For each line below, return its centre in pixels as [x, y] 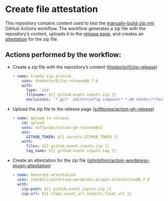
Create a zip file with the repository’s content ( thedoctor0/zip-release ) [85, 67]
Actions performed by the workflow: [63, 55]
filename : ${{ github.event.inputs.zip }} [71, 95]
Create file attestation [52, 9]
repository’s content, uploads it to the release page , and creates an [74, 34]
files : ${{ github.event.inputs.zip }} [67, 146]
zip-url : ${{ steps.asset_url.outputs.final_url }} [77, 193]
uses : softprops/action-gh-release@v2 [62, 127]
